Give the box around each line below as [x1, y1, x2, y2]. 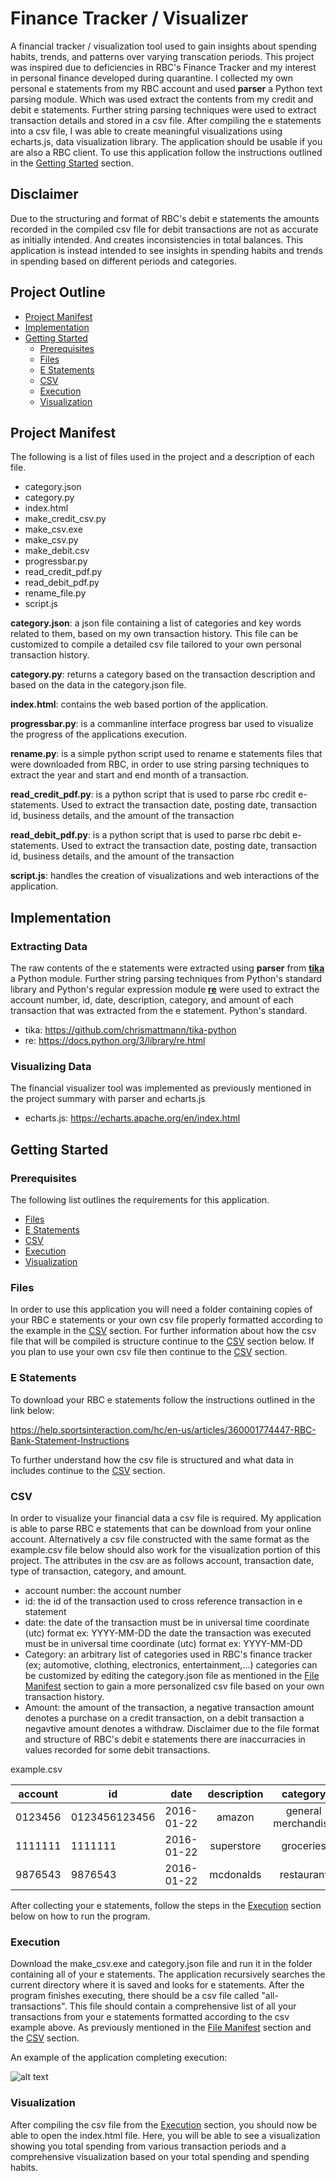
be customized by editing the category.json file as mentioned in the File [24, 1669, 320, 1681]
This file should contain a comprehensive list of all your [69, 2000, 297, 2012]
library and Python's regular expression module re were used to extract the [10, 983, 320, 996]
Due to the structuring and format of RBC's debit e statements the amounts [10, 212, 320, 224]
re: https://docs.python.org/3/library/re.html [24, 1035, 206, 1047]
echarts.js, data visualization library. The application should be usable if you [10, 135, 323, 147]
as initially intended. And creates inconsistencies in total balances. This [10, 233, 304, 246]
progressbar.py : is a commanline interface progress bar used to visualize [10, 718, 314, 730]
